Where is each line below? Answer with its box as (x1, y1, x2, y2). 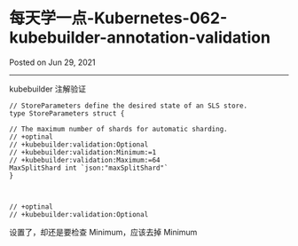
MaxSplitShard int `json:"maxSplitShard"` (9, 163, 169, 172)
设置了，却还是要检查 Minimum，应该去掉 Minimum (9, 226, 198, 237)
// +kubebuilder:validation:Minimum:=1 (9, 147, 157, 156)
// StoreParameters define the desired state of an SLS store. (9, 101, 248, 110)
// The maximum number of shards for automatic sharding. (9, 124, 228, 133)
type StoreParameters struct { (9, 108, 125, 118)
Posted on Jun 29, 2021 (9, 57, 96, 67)
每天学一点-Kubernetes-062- (9, 8, 228, 28)
